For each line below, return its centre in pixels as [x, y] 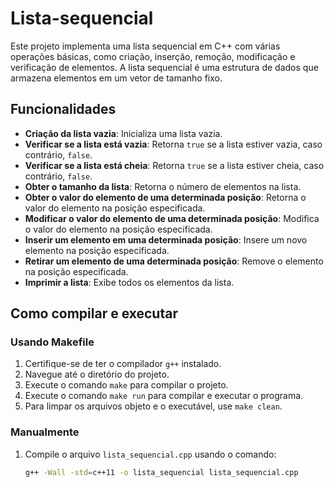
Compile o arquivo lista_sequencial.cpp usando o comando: [150, 454]
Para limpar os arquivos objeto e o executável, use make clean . [153, 406]
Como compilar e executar [94, 313]
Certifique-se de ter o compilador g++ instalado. [123, 364]
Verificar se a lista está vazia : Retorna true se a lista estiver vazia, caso [173, 144]
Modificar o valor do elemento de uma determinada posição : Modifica [172, 218]
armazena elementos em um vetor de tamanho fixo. [116, 78]
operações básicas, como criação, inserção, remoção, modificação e [153, 56]
